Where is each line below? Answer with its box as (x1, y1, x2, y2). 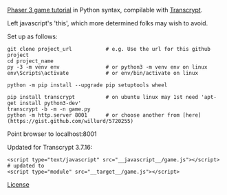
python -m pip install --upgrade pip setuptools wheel (7, 82, 168, 89)
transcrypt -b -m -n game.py (7, 106, 91, 113)
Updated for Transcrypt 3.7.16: (7, 144, 93, 151)
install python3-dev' (19, 100, 81, 106)
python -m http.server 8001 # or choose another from (7, 112, 180, 119)
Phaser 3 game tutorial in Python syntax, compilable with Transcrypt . (7, 6, 203, 14)
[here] (182, 112, 202, 119)
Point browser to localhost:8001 (7, 130, 98, 138)
